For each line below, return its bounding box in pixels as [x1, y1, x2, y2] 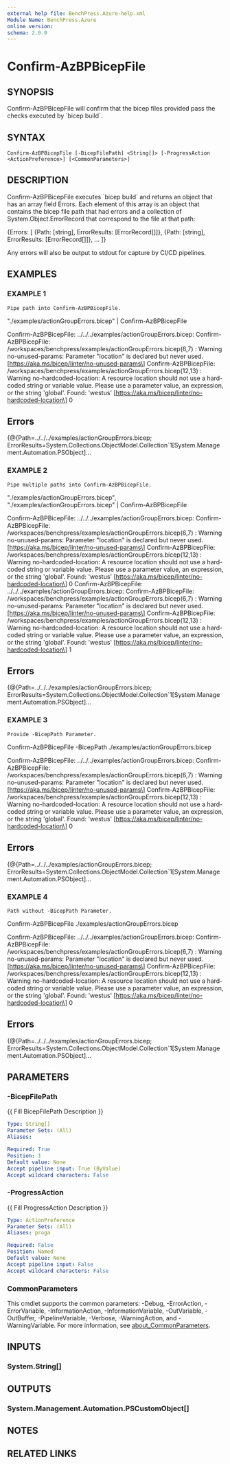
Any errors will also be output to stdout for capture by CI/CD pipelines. [7, 248, 207, 256]
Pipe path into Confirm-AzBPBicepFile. [7, 304, 122, 311]
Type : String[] [7, 1121, 51, 1128]
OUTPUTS [7, 1383, 51, 1395]
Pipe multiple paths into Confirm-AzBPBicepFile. [7, 481, 152, 488]
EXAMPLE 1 [7, 289, 47, 299]
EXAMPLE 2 [7, 465, 48, 475]
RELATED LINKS [7, 1448, 77, 1460]
